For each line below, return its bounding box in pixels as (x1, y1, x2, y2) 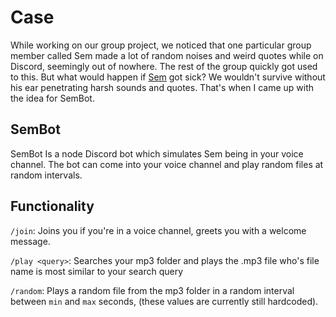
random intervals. (10, 169, 83, 181)
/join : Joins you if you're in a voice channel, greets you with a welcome (10, 224, 307, 236)
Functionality (10, 198, 95, 215)
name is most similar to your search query (10, 265, 184, 277)
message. (10, 235, 51, 247)
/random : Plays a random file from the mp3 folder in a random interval (10, 284, 295, 296)
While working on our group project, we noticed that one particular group (10, 39, 312, 51)
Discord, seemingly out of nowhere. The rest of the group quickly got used (10, 60, 318, 72)
